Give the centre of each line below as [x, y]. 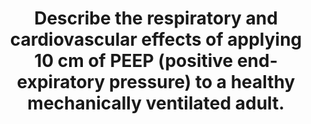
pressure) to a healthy [202, 82]
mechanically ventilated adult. [156, 103]
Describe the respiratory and [156, 18]
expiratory [61, 82]
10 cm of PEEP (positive [134, 61]
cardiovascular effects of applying [156, 39]
